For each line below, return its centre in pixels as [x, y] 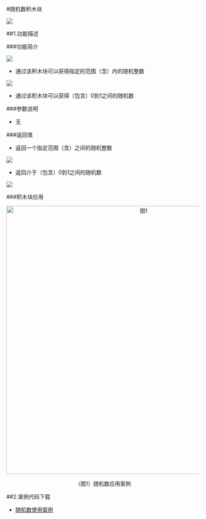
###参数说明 [22, 109]
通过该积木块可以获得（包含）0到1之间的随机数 [74, 96]
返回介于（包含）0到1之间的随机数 [59, 172]
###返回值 [20, 135]
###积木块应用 [25, 197]
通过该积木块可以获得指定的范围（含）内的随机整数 [80, 71]
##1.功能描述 [22, 33]
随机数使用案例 [34, 510]
